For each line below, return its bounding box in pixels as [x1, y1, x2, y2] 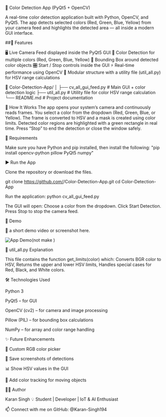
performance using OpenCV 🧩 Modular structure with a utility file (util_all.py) [5, 69, 161, 75]
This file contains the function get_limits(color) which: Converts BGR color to [5, 257, 162, 262]
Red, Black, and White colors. [5, 267, 65, 272]
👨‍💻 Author [5, 387, 26, 392]
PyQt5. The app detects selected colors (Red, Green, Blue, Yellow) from [5, 20, 151, 25]
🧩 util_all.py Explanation [5, 247, 54, 253]
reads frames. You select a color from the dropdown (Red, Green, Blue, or [5, 109, 156, 115]
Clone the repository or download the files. [5, 169, 93, 175]
